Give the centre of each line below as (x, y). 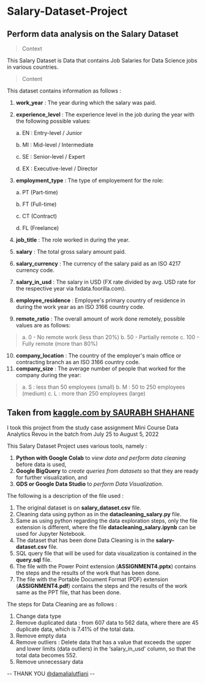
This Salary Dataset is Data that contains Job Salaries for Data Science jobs (102, 60)
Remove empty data (41, 635)
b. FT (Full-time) (36, 204)
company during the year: (48, 375)
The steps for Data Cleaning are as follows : (62, 604)
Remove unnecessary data (49, 662)
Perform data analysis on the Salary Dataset (93, 34)
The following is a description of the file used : (65, 495)
